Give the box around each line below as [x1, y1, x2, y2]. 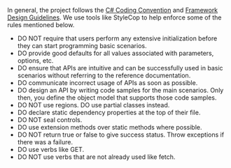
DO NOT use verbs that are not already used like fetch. [17, 153, 176, 161]
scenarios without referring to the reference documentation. [17, 71, 191, 79]
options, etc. [17, 56, 54, 65]
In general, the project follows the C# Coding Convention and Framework [7, 6, 218, 14]
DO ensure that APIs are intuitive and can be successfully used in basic [17, 64, 223, 72]
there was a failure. [17, 138, 73, 146]
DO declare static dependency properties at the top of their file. [17, 108, 201, 116]
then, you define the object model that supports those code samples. [17, 93, 217, 102]
